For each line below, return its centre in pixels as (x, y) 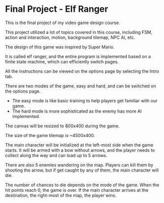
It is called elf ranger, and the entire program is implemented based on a (78, 56)
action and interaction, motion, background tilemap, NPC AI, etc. (70, 37)
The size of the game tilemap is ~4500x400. (50, 135)
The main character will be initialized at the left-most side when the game (79, 145)
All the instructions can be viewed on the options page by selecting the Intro (82, 71)
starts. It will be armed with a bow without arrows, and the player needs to (80, 150)
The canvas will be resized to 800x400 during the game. (62, 126)
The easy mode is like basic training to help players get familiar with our (85, 101)
